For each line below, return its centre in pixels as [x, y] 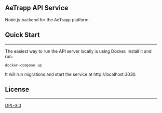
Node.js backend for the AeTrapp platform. [47, 19]
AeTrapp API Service [37, 8]
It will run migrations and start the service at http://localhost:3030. [71, 74]
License [17, 89]
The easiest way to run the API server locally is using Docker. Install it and [78, 51]
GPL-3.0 [13, 106]
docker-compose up [23, 65]
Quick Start [22, 35]
